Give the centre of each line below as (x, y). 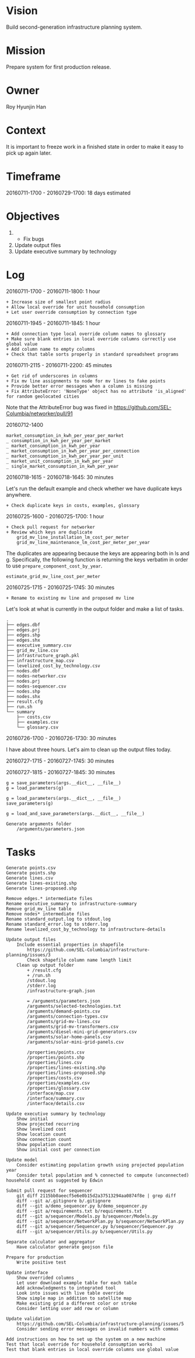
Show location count (41, 1134)
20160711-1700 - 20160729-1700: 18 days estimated (68, 193)
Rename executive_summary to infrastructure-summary (72, 904)
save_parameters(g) (30, 803)
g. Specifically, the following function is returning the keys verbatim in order (97, 559)
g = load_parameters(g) (35, 788)
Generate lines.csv (30, 878)
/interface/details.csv (56, 1103)
